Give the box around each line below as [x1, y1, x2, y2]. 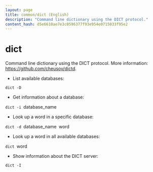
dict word [5, 143, 28, 150]
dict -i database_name [5, 104, 57, 110]
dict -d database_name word [5, 124, 70, 130]
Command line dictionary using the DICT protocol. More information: [5, 60, 148, 66]
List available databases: [12, 76, 64, 82]
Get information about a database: [12, 94, 85, 100]
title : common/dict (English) [5, 12, 69, 17]
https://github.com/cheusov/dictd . [5, 65, 77, 72]
